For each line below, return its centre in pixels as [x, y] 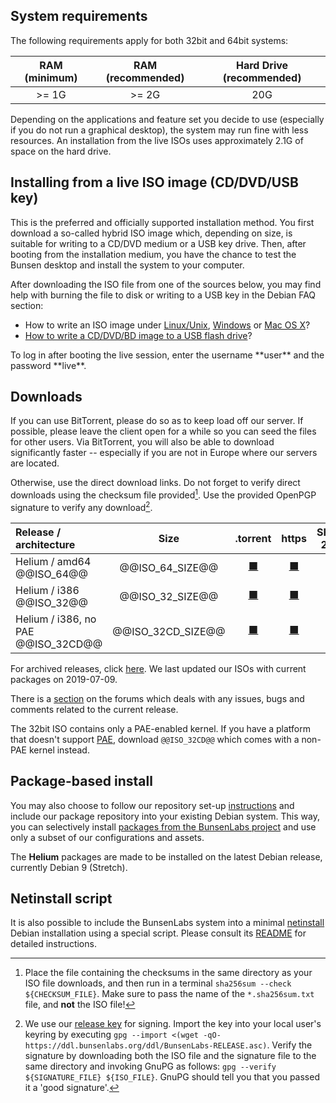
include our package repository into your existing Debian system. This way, [165, 816]
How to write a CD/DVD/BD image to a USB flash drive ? [138, 335]
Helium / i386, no [56, 619]
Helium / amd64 [53, 561]
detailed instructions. [53, 944]
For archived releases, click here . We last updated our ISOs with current [158, 668]
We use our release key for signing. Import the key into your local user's [173, 1024]
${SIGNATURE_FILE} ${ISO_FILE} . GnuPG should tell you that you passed [172, 1077]
